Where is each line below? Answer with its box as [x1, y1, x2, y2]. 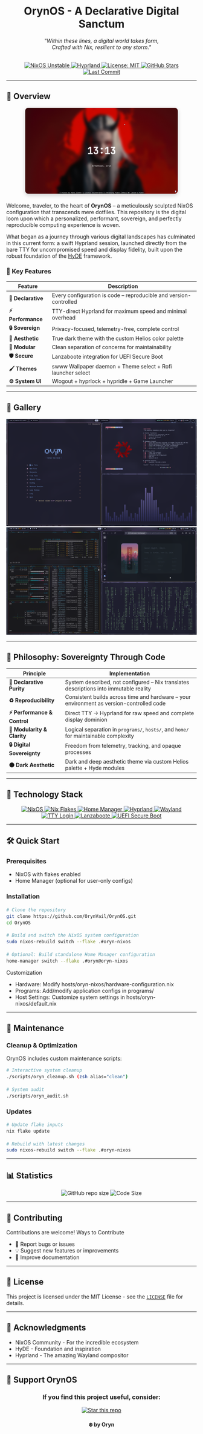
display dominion [65, 716, 108, 724]
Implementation [109, 670, 150, 677]
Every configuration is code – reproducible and [51, 292, 168, 299]
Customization [6, 969, 42, 976]
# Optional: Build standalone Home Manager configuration [6, 951, 155, 957]
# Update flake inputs [6, 1121, 63, 1128]
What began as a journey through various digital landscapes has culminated [6, 233, 195, 240]
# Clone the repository [6, 906, 66, 913]
